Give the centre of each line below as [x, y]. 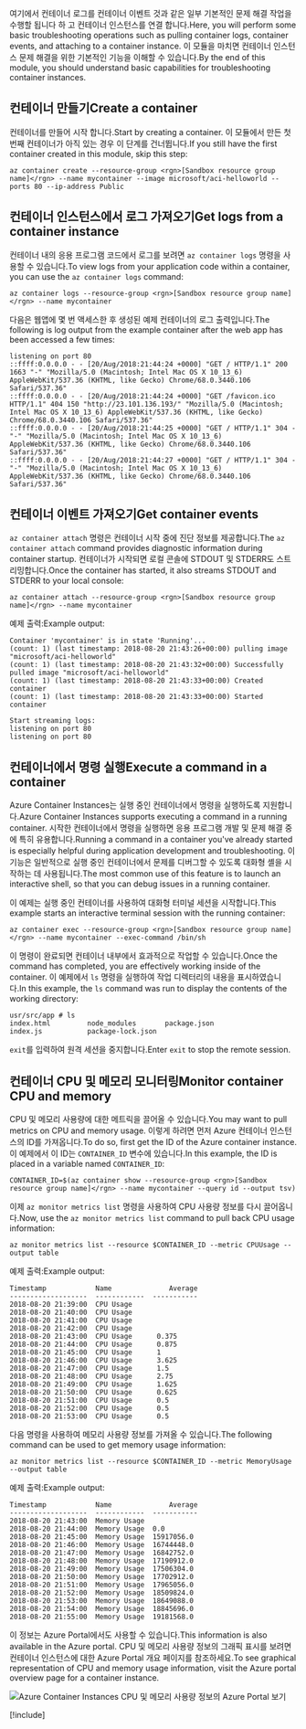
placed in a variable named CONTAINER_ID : [87, 1164]
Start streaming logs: [53, 721]
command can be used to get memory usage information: [118, 1445]
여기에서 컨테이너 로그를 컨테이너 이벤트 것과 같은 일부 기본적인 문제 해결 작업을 [151, 13]
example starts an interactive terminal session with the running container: [148, 913]
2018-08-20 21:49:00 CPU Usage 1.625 [94, 1384]
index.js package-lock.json [83, 1032]
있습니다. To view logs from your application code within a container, [163, 266]
